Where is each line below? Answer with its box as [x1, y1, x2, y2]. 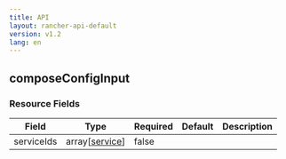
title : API [9, 12, 50, 22]
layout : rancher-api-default [9, 21, 117, 30]
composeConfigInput [9, 70, 131, 85]
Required [133, 120, 173, 132]
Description [221, 120, 274, 132]
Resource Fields [9, 97, 80, 109]
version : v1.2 [9, 29, 62, 38]
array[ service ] [65, 135, 126, 147]
